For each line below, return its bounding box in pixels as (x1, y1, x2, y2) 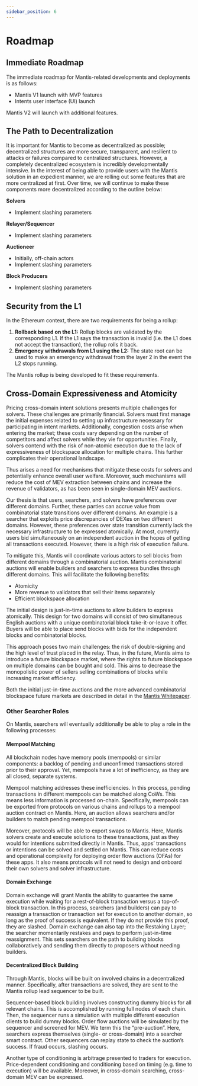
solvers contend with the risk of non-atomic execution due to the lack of (6, 442, 182, 449)
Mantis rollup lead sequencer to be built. (6, 987, 105, 994)
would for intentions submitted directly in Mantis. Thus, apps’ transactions (6, 840, 187, 847)
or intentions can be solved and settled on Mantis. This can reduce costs (6, 845, 183, 853)
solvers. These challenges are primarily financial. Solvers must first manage (6, 411, 191, 418)
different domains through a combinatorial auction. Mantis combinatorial (6, 558, 182, 566)
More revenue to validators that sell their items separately (14, 589, 155, 596)
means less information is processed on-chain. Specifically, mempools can (6, 796, 189, 803)
